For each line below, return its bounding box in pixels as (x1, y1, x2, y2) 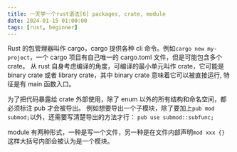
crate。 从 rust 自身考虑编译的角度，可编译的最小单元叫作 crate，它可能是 (7, 62, 224, 71)
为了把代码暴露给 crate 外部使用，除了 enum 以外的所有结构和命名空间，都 (7, 95, 227, 103)
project (7, 54, 31, 61)
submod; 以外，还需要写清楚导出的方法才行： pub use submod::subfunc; (7, 113, 214, 121)
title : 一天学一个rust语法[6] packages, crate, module (7, 10, 166, 18)
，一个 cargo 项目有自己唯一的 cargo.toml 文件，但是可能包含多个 (29, 53, 223, 61)
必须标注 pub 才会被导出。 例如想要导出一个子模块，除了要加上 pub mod (7, 104, 215, 113)
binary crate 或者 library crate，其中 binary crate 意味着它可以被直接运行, (7, 71, 222, 79)
